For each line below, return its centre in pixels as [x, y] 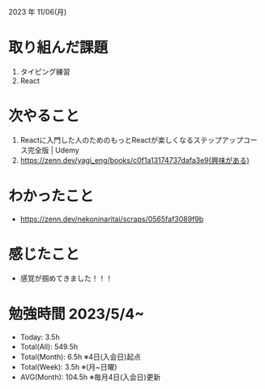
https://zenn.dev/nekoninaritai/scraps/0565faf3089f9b [112, 219]
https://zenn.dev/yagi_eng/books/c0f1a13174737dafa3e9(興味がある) [135, 160]
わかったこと [51, 196]
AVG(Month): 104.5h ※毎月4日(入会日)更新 [90, 377]
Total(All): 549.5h [49, 346]
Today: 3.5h [40, 337]
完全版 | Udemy [53, 150]
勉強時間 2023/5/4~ [76, 314]
